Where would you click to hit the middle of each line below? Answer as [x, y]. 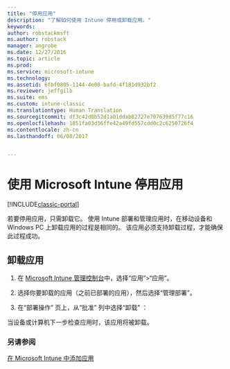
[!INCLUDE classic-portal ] [43, 205]
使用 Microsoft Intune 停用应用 [95, 185]
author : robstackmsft [38, 33]
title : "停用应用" [32, 14]
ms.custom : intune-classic [46, 104]
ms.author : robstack [37, 40]
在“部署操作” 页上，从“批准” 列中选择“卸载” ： [82, 307]
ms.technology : [29, 78]
